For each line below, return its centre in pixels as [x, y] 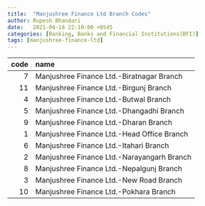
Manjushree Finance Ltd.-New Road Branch [109, 180]
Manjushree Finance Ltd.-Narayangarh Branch [114, 157]
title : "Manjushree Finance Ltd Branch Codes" [79, 14]
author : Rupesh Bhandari [44, 21]
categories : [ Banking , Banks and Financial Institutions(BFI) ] [103, 34]
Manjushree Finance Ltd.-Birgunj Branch [104, 88]
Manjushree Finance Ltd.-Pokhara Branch [105, 192]
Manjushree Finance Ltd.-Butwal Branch [103, 99]
